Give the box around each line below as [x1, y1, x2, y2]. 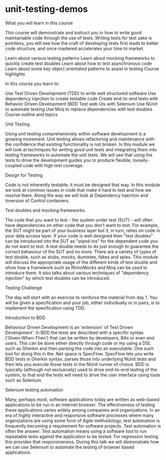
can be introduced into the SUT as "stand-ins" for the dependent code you [5, 238, 158, 244]
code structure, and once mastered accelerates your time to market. [5, 45, 145, 51]
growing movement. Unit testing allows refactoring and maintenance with [5, 136, 155, 142]
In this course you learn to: [5, 81, 60, 87]
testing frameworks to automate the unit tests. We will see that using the [5, 152, 153, 158]
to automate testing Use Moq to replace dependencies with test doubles [5, 106, 153, 112]
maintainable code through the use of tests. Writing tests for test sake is [5, 35, 152, 41]
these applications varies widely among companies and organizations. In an [5, 407, 160, 413]
